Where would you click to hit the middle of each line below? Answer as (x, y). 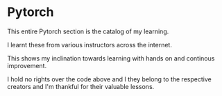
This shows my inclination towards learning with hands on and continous (111, 58)
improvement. (27, 65)
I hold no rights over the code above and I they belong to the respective (109, 79)
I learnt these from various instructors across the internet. (89, 45)
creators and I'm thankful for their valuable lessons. (81, 86)
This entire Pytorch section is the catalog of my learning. (88, 31)
